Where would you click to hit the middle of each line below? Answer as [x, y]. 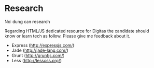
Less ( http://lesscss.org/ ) [37, 60]
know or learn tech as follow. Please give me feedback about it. [68, 36]
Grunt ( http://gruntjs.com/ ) [38, 55]
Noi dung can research [27, 22]
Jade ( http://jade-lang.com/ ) [40, 50]
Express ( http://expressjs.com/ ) [43, 45]
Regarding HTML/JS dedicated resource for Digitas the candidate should [77, 31]
